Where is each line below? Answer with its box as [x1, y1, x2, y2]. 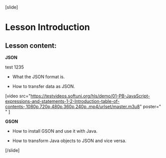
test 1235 [5, 64, 24, 70]
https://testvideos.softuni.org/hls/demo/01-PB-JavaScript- [30, 93, 150, 99]
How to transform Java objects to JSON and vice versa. [12, 138, 127, 144]
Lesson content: [5, 41, 57, 50]
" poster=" [140, 104, 162, 109]
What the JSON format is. [12, 74, 65, 79]
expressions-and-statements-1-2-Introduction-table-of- [5, 98, 120, 104]
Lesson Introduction [5, 22, 90, 33]
